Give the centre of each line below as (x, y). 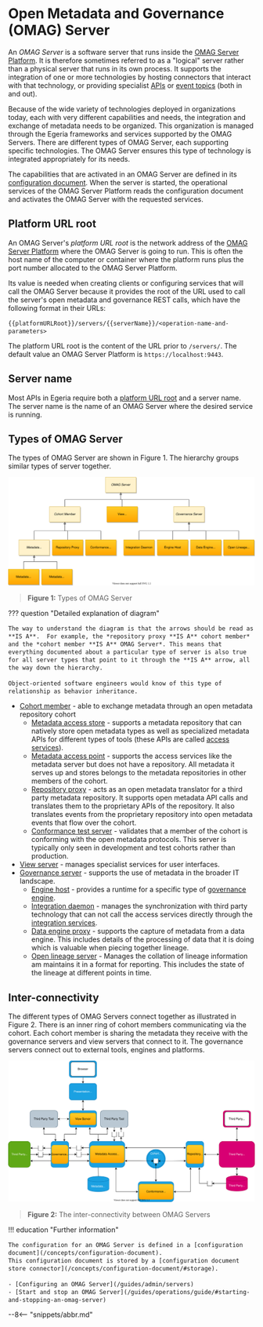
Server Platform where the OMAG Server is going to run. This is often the (126, 251)
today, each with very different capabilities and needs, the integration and (127, 117)
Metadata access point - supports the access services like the (131, 756)
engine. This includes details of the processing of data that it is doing (142, 939)
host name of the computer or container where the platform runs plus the (126, 259)
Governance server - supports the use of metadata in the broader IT (130, 873)
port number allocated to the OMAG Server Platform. (93, 268)
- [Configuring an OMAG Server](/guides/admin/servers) (101, 1285)
